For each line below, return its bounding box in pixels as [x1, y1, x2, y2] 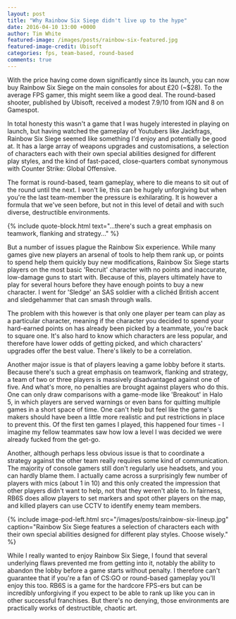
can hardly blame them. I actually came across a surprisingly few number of [7, 471, 228, 480]
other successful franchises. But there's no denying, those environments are [7, 596, 230, 604]
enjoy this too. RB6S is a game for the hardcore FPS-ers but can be [7, 581, 202, 589]
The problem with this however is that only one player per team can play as [7, 308, 225, 318]
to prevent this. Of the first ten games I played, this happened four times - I [7, 420, 225, 428]
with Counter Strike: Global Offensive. [7, 164, 117, 173]
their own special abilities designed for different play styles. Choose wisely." [7, 530, 228, 539]
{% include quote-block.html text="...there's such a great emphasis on [7, 222, 212, 230]
